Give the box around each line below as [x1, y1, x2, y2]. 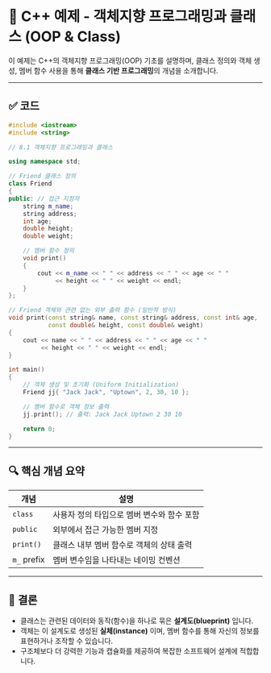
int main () [8, 366, 45, 374]
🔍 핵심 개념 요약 [8, 464, 85, 478]
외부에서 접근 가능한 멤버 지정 [52, 525, 159, 536]
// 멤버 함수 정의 [23, 247, 75, 255]
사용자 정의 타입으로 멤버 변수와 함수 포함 [52, 509, 200, 521]
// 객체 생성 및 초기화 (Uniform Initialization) [23, 380, 180, 389]
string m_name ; [23, 202, 74, 210]
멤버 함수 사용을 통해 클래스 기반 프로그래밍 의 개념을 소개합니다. [19, 65, 219, 75]
